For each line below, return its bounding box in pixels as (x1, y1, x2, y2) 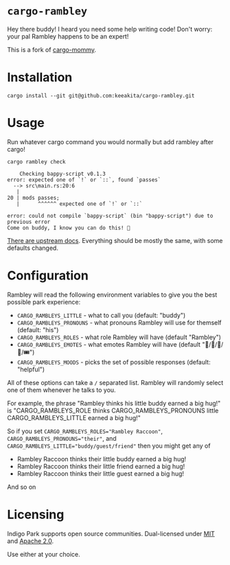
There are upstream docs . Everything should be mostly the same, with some (7, 236, 223, 244)
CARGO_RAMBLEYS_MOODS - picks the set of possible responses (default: (16, 358, 211, 366)
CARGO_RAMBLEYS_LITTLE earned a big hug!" (7, 413, 141, 422)
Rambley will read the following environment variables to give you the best (7, 290, 218, 299)
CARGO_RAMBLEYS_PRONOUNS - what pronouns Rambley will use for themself (16, 318, 222, 327)
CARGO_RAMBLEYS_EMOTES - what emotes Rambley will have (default (16, 340, 201, 348)
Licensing (7, 507, 65, 522)
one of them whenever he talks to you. (7, 386, 116, 394)
